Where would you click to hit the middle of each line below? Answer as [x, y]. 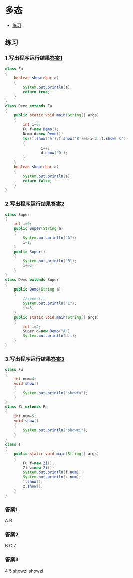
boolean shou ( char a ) [36, 167]
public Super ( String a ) [39, 229]
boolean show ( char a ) [36, 78]
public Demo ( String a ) [38, 289]
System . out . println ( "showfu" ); [56, 393]
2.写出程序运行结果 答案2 [35, 204]
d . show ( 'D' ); [54, 153]
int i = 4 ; [32, 327]
